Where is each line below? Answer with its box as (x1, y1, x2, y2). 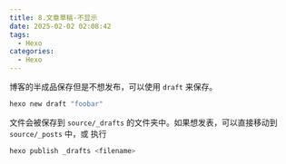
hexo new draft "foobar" (9, 100, 104, 109)
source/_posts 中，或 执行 (9, 128, 107, 139)
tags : (9, 30, 30, 39)
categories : (9, 47, 54, 56)
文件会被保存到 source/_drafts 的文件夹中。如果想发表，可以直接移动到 (9, 117, 279, 128)
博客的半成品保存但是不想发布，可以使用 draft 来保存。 (9, 82, 218, 92)
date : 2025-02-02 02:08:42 (9, 22, 112, 31)
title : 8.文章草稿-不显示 (9, 13, 98, 23)
